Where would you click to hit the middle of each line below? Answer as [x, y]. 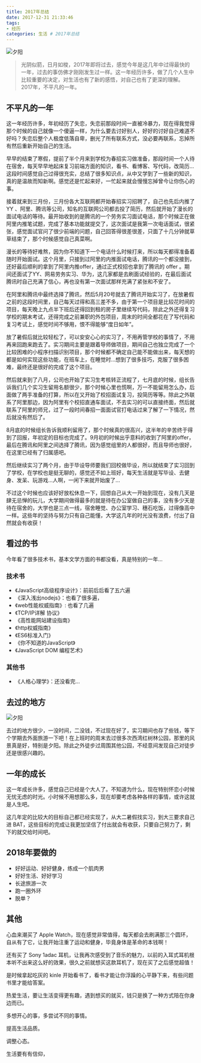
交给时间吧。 [38, 832]
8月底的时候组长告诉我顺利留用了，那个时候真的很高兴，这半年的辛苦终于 [97, 430]
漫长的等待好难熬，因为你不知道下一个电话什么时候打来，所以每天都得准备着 [100, 251]
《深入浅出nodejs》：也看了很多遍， [59, 598]
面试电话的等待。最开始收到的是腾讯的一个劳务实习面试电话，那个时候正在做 [100, 216]
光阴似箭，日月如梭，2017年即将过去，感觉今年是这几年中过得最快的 [105, 65]
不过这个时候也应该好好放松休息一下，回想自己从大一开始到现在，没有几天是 [100, 493]
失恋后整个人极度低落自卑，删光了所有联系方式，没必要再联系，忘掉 [106, 138]
